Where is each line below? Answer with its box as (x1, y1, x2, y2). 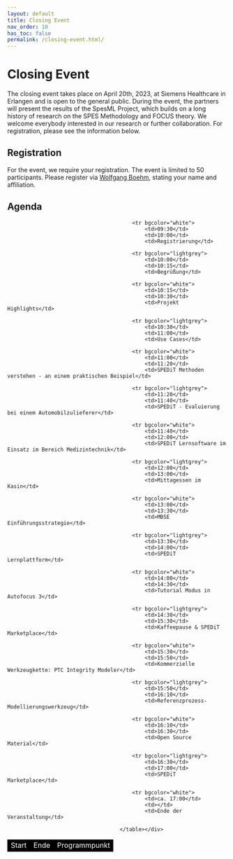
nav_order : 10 (7, 23, 49, 30)
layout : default (7, 10, 54, 18)
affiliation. (7, 180, 36, 189)
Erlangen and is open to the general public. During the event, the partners (7, 97, 219, 106)
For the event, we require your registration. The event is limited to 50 (7, 165, 204, 174)
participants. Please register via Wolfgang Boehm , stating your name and (7, 173, 217, 181)
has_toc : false (7, 29, 52, 37)
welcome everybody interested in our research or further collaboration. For (7, 120, 223, 128)
